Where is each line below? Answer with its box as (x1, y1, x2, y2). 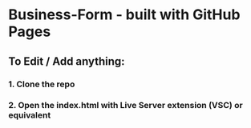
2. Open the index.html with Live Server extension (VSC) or (8, 100, 243, 111)
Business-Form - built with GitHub (8, 6, 241, 24)
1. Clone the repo (8, 78, 75, 90)
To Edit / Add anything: (8, 54, 126, 68)
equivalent (8, 110, 51, 121)
